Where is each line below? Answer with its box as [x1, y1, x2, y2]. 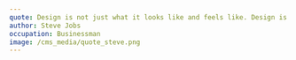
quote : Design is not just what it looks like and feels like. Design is [9, 12, 288, 22]
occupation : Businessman [9, 29, 101, 38]
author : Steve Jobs [9, 21, 82, 30]
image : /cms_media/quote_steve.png [9, 37, 141, 47]
